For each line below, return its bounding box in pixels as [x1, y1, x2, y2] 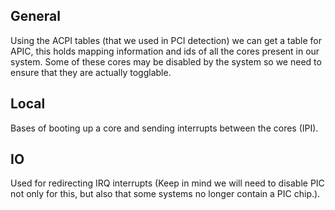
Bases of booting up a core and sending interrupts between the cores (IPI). [10, 122, 319, 134]
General [10, 8, 62, 25]
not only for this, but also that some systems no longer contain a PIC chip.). [10, 188, 321, 200]
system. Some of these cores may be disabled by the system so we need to [10, 55, 322, 68]
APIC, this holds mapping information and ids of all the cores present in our [10, 45, 320, 57]
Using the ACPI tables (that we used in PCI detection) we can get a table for [10, 34, 323, 46]
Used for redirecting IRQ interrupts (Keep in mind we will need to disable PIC [10, 177, 325, 189]
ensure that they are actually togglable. [10, 66, 172, 78]
